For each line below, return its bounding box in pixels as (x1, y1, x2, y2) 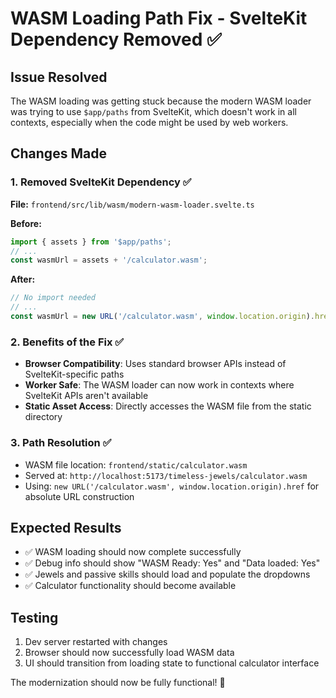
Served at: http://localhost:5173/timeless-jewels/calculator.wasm (24, 469, 308, 481)
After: (10, 273, 36, 286)
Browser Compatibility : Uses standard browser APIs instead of (24, 358, 287, 370)
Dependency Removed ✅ (10, 28, 222, 51)
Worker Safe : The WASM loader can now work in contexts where (24, 379, 295, 391)
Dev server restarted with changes (24, 636, 168, 648)
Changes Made (10, 145, 107, 162)
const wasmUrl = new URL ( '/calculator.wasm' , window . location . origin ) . (10, 312, 315, 322)
